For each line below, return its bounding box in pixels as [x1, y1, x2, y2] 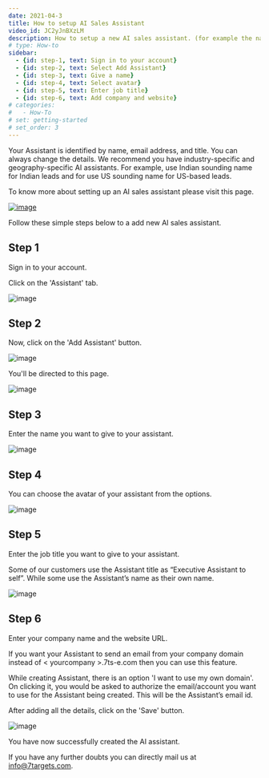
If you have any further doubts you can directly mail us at [8, 752, 197, 762]
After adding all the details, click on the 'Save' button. [8, 705, 185, 715]
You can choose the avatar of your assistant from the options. [8, 489, 212, 498]
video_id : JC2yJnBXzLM [8, 26, 84, 34]
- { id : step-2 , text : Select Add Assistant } [15, 64, 167, 72]
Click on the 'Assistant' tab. [8, 278, 98, 287]
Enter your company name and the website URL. [8, 633, 168, 642]
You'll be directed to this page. [8, 369, 110, 379]
